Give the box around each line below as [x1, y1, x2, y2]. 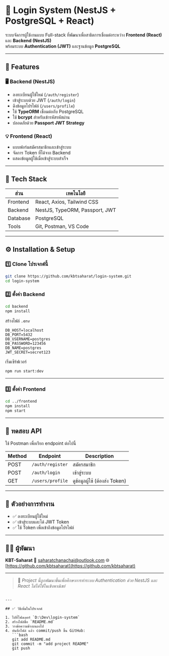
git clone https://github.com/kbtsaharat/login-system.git [5, 274, 132, 279]
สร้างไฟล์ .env [5, 318, 30, 324]
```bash [12, 633, 28, 638]
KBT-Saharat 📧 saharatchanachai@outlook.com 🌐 [5, 557, 110, 564]
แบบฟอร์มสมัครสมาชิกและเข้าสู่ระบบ [12, 144, 71, 150]
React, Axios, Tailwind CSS [35, 198, 99, 205]
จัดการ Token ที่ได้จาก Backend [12, 149, 71, 155]
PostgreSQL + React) [5, 15, 95, 27]
